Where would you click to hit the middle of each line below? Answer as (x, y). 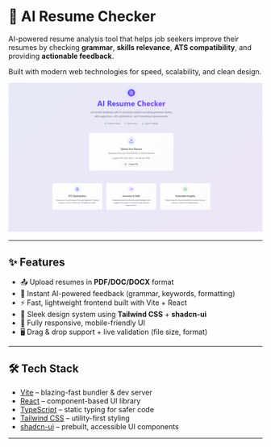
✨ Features (37, 262)
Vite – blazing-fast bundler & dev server (86, 392)
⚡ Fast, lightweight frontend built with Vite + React (103, 303)
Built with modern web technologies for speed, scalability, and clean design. (135, 71)
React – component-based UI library (80, 401)
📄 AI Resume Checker (82, 17)
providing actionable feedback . (61, 56)
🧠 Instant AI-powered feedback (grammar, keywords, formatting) (127, 294)
